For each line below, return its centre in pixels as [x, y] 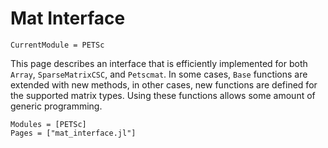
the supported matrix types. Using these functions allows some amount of [163, 95]
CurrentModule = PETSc [57, 45]
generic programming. [56, 106]
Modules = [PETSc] [48, 124]
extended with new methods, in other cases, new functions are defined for [164, 84]
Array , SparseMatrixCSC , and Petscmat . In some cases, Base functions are [159, 74]
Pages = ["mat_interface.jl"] [73, 133]
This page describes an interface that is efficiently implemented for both [159, 63]
